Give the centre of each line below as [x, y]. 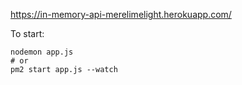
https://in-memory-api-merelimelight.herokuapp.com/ [121, 14]
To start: [27, 33]
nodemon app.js [42, 52]
